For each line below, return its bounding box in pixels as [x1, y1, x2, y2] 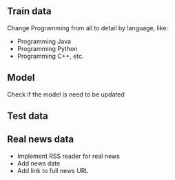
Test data [7, 110, 48, 122]
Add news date [17, 159, 61, 168]
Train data [7, 6, 52, 17]
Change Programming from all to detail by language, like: [7, 23, 169, 32]
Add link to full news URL [17, 166, 89, 174]
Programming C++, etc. [17, 52, 84, 60]
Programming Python [17, 44, 78, 52]
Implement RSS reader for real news [17, 152, 121, 160]
